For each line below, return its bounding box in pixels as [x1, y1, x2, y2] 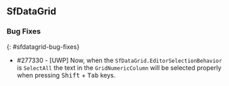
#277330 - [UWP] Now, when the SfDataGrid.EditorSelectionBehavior [16, 56, 223, 64]
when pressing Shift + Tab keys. [16, 71, 116, 79]
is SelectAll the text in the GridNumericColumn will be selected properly [16, 63, 222, 72]
